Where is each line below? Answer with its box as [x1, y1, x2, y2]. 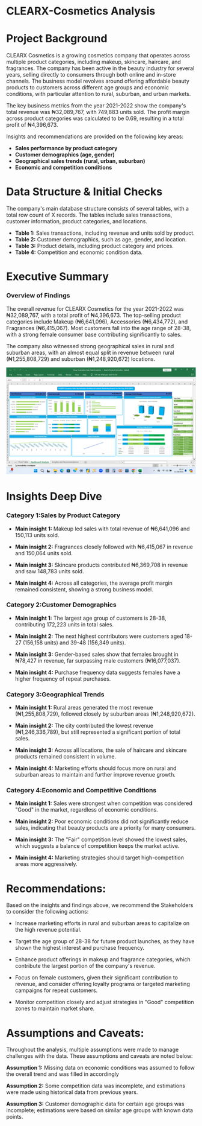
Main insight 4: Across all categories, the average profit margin [14, 579, 173, 587]
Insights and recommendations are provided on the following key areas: [6, 133, 184, 140]
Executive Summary [6, 270, 109, 284]
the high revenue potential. [14, 926, 82, 934]
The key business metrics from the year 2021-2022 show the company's [6, 102, 186, 109]
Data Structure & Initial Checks [6, 185, 163, 199]
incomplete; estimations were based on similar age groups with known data [6, 1107, 194, 1114]
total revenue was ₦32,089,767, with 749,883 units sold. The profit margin [6, 109, 190, 116]
